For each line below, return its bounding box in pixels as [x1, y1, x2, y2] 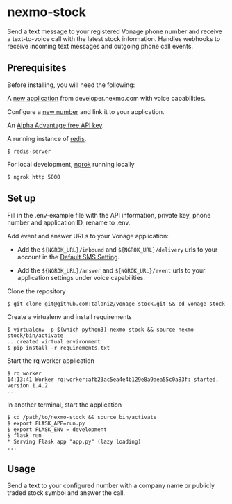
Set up [7, 193, 36, 204]
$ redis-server [7, 147, 51, 155]
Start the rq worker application [7, 356, 95, 365]
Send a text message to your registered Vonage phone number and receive [7, 27, 223, 35]
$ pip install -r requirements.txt [7, 344, 110, 351]
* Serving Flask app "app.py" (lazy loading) [7, 438, 141, 445]
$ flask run [7, 432, 42, 439]
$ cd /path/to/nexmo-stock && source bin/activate [7, 414, 157, 421]
